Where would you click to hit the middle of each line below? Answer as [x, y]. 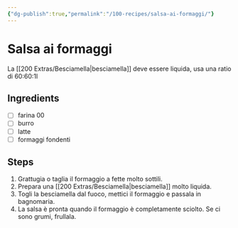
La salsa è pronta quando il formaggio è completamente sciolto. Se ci [119, 209]
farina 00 [31, 115]
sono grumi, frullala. [47, 217]
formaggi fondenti [44, 139]
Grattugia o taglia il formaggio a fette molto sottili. [90, 179]
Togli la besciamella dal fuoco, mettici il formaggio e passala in [109, 194]
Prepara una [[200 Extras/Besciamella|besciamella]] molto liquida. [114, 187]
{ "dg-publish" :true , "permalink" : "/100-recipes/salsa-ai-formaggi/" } [111, 14]
